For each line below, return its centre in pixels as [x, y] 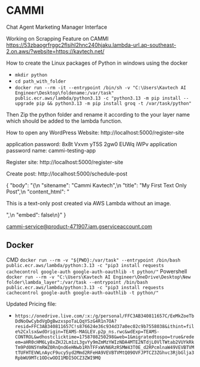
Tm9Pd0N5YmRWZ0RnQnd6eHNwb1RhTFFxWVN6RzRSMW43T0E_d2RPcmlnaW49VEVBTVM [104, 347]
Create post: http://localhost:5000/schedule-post [67, 174]
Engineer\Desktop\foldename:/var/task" [64, 93]
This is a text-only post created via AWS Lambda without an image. [89, 203]
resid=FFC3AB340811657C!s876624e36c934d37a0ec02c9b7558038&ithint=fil [104, 326]
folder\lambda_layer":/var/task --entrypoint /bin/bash [77, 282]
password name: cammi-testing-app [51, 150]
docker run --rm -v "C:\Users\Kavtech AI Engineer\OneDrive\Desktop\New [99, 277]
